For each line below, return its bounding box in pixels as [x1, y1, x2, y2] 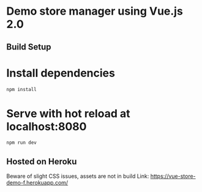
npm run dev [6, 139, 37, 146]
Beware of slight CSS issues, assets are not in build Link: [6, 172, 149, 180]
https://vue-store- [150, 172, 196, 180]
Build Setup [6, 42, 51, 52]
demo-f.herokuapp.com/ [6, 179, 69, 186]
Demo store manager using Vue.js [6, 4, 184, 18]
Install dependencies [6, 66, 115, 80]
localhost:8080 [6, 119, 87, 133]
